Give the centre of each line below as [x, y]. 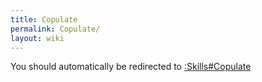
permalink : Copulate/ [55, 29]
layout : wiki [37, 38]
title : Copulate [44, 19]
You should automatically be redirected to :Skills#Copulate [131, 67]
